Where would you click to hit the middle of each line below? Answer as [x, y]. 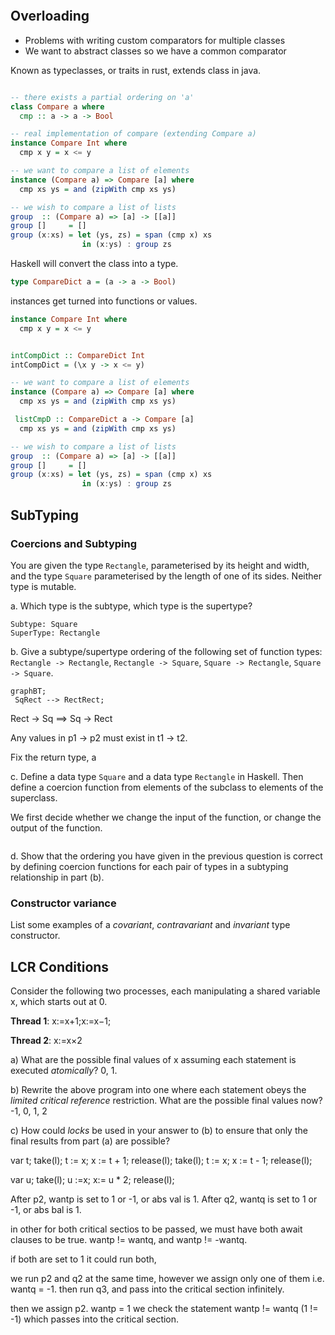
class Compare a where [57, 106]
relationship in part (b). [57, 877]
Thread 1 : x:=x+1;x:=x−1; [61, 1021]
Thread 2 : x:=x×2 [46, 1040]
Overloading [50, 16]
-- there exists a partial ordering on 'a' [102, 97]
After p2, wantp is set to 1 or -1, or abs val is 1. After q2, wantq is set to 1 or [164, 1199]
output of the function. [56, 827]
